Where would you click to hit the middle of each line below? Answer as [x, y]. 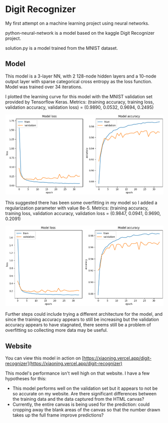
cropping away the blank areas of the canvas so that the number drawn [86, 409]
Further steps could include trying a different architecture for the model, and [84, 314]
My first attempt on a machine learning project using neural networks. [77, 23]
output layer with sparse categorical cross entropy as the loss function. [79, 81]
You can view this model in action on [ [44, 358]
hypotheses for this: [26, 378]
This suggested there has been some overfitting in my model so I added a [81, 202]
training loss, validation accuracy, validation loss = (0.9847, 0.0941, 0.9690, [83, 213]
